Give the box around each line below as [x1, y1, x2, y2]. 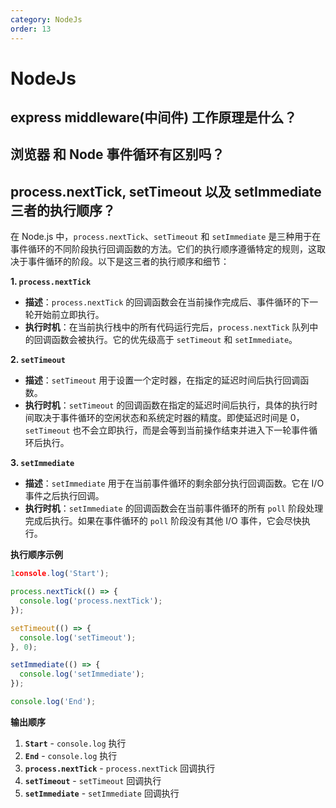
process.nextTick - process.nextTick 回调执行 [24, 762, 216, 774]
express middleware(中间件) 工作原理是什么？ [10, 109, 298, 126]
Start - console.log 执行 [24, 737, 127, 749]
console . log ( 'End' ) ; [10, 697, 97, 707]
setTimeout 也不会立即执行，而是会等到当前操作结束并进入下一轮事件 [24, 424, 310, 436]
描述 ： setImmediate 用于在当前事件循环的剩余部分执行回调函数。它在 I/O [24, 477, 325, 490]
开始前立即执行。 [33, 309, 105, 321]
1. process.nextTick [10, 276, 92, 288]
